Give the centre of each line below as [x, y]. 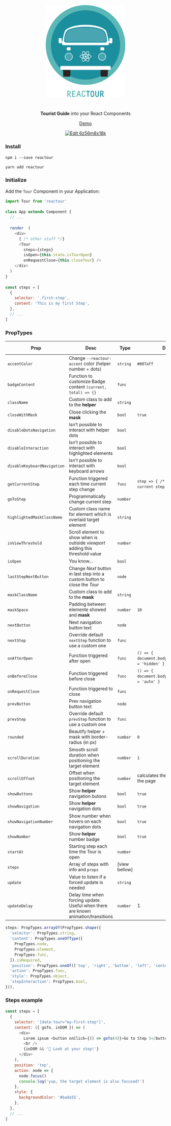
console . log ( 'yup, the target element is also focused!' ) [81, 1081]
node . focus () [33, 1076]
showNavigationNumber [30, 822]
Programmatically [87, 496]
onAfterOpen [20, 658]
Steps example [24, 1000]
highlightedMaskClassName [35, 517]
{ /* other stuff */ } [42, 239]
